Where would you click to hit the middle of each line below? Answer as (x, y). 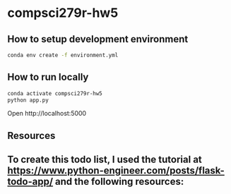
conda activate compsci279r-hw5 (55, 93)
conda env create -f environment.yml (63, 55)
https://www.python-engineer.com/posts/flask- (116, 171)
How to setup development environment (98, 39)
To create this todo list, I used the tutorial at (105, 160)
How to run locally (48, 77)
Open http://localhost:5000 (47, 114)
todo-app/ (30, 182)
